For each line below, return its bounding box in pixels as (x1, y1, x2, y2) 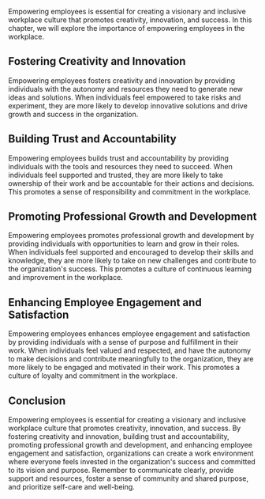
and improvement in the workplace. (8, 273, 124, 282)
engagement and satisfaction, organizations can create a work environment (8, 448, 254, 458)
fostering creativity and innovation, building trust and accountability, (8, 432, 230, 441)
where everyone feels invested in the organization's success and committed (8, 457, 256, 467)
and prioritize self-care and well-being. (8, 482, 136, 492)
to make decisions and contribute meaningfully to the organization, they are (8, 354, 254, 364)
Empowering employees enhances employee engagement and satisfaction (8, 329, 251, 338)
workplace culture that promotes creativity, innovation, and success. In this (8, 15, 252, 25)
